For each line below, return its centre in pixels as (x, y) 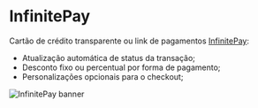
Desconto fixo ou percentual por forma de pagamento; (121, 67)
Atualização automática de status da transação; (109, 58)
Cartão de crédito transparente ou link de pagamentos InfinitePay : (129, 41)
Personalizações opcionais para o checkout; (102, 76)
